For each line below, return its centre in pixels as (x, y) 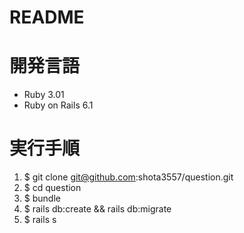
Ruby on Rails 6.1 (58, 105)
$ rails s (40, 220)
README (47, 17)
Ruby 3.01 (44, 95)
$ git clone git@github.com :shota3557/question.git (128, 177)
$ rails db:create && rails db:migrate (97, 209)
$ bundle (42, 198)
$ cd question (52, 188)
